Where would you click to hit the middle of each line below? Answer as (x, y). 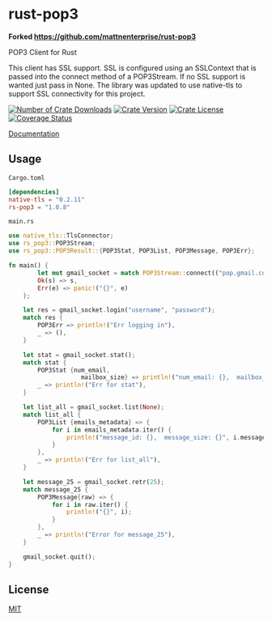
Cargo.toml (27, 178)
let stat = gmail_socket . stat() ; (79, 355)
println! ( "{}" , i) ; (99, 512)
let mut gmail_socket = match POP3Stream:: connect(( (128, 273)
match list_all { (52, 415)
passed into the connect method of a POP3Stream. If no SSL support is (127, 76)
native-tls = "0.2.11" (47, 199)
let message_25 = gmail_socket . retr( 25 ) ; (93, 482)
